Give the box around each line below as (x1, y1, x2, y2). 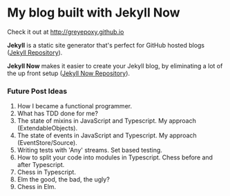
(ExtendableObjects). (17, 124, 78, 133)
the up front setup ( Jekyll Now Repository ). (7, 69, 130, 77)
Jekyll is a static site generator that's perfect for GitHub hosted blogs (7, 41, 205, 49)
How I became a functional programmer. (17, 102, 133, 110)
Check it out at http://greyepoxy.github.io (7, 28, 124, 36)
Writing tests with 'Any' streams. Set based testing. (17, 146, 162, 155)
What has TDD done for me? (17, 109, 99, 118)
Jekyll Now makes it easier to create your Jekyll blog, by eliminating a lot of (7, 61, 223, 70)
